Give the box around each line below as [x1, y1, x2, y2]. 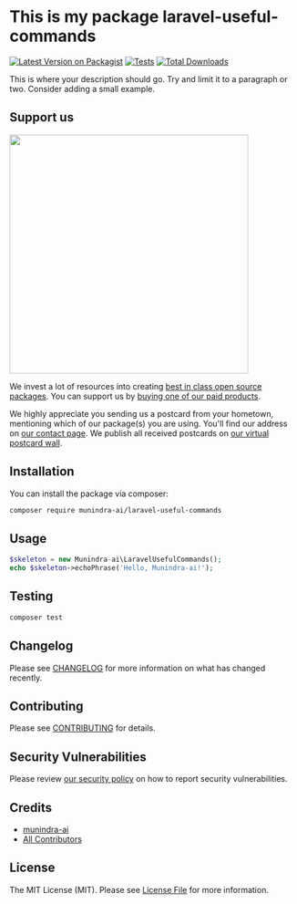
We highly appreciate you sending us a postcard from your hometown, [9, 408, 274, 419]
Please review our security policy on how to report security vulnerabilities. [9, 774, 288, 785]
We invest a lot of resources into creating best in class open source [9, 380, 262, 391]
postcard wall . [9, 437, 63, 448]
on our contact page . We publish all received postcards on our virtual [9, 427, 270, 439]
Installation [9, 463, 75, 480]
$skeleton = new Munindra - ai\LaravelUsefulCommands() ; [9, 555, 222, 565]
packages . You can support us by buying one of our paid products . [9, 390, 261, 401]
